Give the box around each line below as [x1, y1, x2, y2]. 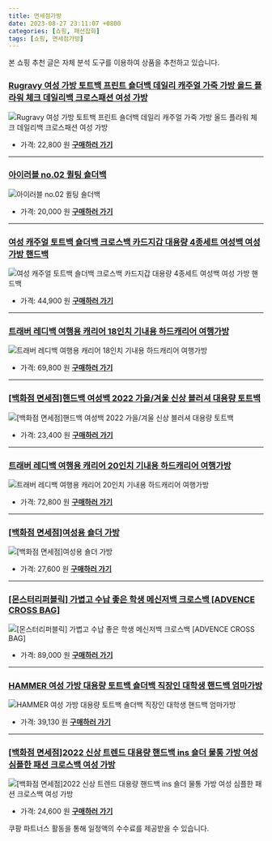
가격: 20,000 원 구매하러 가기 [19, 206, 113, 216]
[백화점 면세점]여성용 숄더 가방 [8, 526, 120, 538]
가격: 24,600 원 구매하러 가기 [19, 806, 113, 816]
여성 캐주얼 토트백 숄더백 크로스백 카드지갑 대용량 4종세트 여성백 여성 [8, 236, 261, 247]
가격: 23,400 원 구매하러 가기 [19, 430, 113, 440]
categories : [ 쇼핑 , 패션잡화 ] [8, 27, 100, 35]
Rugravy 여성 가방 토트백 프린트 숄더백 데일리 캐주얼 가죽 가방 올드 [8, 80, 253, 92]
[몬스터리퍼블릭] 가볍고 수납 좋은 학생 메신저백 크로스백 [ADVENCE [8, 594, 255, 605]
